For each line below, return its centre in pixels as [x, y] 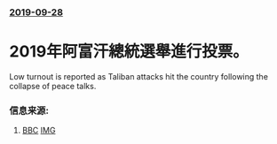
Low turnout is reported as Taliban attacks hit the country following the [139, 76]
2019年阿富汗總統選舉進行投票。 [129, 52]
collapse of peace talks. [53, 86]
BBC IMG [39, 131]
